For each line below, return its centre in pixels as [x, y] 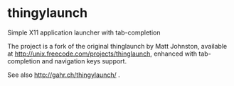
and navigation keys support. [84, 61]
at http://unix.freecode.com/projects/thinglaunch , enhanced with [102, 54]
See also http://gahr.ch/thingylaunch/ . [64, 75]
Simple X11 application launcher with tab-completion [84, 32]
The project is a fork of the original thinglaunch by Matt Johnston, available [117, 46]
